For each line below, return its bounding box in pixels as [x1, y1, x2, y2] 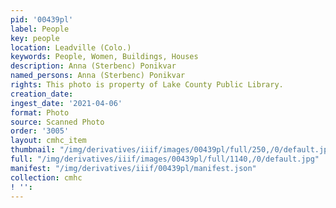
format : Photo [10, 107, 70, 118]
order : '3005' [10, 126, 70, 136]
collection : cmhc [10, 172, 83, 183]
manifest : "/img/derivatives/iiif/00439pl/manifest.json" [10, 163, 257, 173]
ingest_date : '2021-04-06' [10, 98, 123, 108]
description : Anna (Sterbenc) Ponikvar [10, 61, 177, 71]
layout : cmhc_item [10, 136, 87, 146]
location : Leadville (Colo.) [10, 42, 132, 53]
